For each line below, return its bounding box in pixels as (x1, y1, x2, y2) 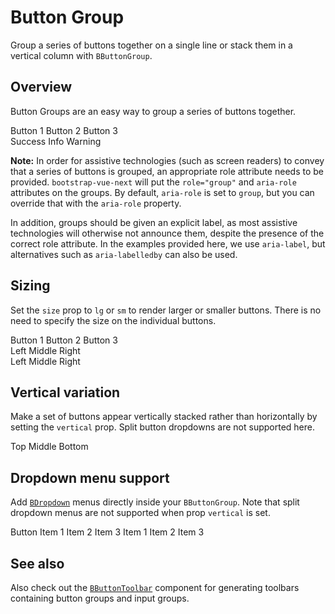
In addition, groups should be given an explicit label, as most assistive (10, 216, 298, 228)
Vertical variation (10, 384, 121, 401)
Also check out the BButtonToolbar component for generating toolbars (10, 582, 300, 593)
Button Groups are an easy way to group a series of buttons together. (10, 105, 297, 117)
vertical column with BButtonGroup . (10, 49, 153, 61)
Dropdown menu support (10, 469, 170, 486)
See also (10, 555, 65, 572)
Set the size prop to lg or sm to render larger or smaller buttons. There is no (10, 304, 322, 316)
